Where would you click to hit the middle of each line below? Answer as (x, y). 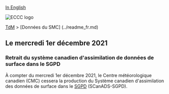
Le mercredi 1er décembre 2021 (57, 43)
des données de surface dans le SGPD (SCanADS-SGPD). (67, 86)
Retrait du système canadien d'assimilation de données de (80, 58)
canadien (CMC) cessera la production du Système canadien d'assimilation (85, 81)
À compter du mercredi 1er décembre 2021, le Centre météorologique (79, 75)
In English (16, 7)
